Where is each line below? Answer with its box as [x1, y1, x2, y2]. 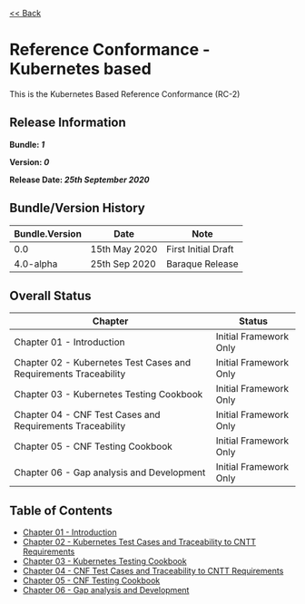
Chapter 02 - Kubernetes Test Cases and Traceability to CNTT [22, 537, 257, 548]
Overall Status [9, 287, 92, 303]
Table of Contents [9, 502, 113, 518]
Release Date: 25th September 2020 [9, 174, 150, 185]
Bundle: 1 [9, 139, 45, 150]
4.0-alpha [14, 258, 58, 270]
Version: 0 [9, 156, 50, 167]
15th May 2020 [90, 242, 158, 255]
